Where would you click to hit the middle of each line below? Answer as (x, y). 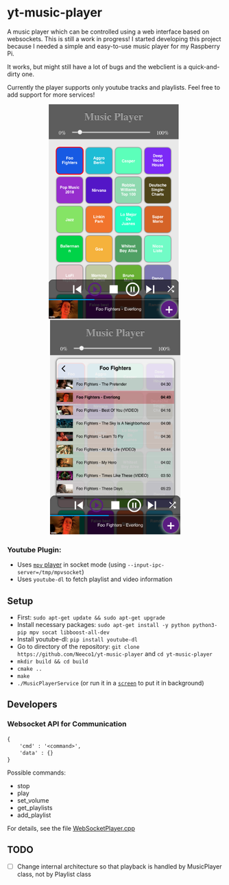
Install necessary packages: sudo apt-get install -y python (103, 625)
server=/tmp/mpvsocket (49, 573)
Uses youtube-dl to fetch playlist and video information (95, 579)
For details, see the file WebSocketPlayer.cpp (71, 828)
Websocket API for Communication (67, 724)
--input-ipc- (146, 565)
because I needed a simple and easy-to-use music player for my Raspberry (114, 46)
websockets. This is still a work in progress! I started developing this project (114, 38)
